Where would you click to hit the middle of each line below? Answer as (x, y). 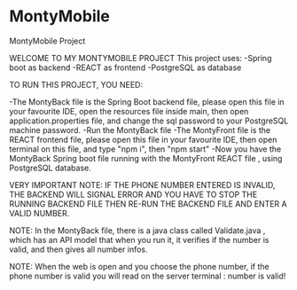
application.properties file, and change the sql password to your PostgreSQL (149, 121)
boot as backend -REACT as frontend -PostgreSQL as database (125, 67)
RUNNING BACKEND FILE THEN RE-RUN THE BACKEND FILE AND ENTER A (148, 204)
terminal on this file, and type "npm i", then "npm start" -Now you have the (145, 149)
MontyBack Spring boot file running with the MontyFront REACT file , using (146, 158)
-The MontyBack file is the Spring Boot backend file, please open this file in (147, 102)
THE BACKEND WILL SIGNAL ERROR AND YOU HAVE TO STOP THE (133, 194)
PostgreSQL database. (50, 168)
